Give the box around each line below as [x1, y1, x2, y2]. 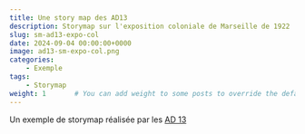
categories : [9, 55, 54, 64]
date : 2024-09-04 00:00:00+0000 [9, 38, 132, 48]
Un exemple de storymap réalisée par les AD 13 [9, 114, 187, 125]
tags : [9, 72, 30, 81]
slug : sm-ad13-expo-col [9, 30, 100, 39]
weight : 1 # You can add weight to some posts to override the [9, 89, 279, 98]
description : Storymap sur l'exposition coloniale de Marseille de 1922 [9, 22, 290, 31]
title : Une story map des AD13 [9, 13, 128, 23]
